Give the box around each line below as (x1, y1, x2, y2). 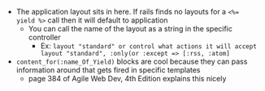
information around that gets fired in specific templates (15, 65, 201, 75)
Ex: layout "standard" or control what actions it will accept (40, 41, 258, 51)
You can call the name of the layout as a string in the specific (28, 24, 233, 33)
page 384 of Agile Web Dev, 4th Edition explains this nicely (28, 74, 227, 83)
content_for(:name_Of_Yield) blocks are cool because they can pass (15, 56, 248, 66)
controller (28, 32, 61, 42)
